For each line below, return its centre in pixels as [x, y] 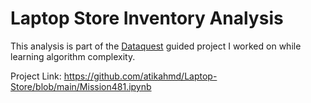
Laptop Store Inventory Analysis [147, 18]
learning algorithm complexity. [73, 56]
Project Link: [36, 76]
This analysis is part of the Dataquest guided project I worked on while [156, 46]
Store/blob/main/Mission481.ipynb [81, 86]
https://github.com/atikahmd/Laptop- [140, 76]
